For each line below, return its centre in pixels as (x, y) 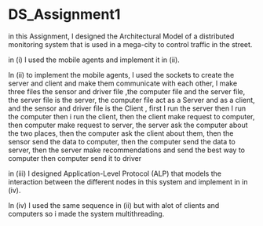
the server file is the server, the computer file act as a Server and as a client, (131, 100)
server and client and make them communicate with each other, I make (123, 83)
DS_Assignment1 (64, 15)
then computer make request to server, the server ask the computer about (128, 125)
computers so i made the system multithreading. (86, 213)
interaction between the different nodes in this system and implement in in (128, 181)
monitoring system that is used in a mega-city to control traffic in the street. (130, 44)
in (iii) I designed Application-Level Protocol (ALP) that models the (115, 173)
